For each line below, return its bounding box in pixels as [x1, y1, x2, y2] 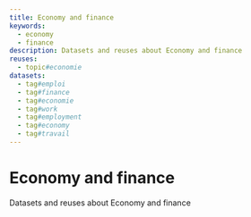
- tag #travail [17, 129, 70, 138]
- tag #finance [17, 88, 70, 96]
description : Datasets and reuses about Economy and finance [9, 46, 243, 55]
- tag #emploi [17, 79, 66, 88]
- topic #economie [17, 63, 82, 72]
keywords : [9, 21, 47, 30]
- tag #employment [17, 113, 82, 121]
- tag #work [17, 104, 58, 113]
